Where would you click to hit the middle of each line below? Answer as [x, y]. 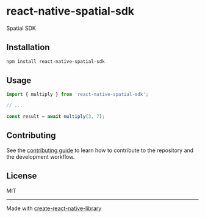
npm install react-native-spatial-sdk [56, 61]
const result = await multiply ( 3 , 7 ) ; [56, 117]
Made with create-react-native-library [54, 208]
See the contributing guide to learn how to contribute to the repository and [100, 150]
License [22, 176]
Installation [28, 47]
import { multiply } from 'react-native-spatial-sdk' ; [77, 95]
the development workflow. [41, 156]
